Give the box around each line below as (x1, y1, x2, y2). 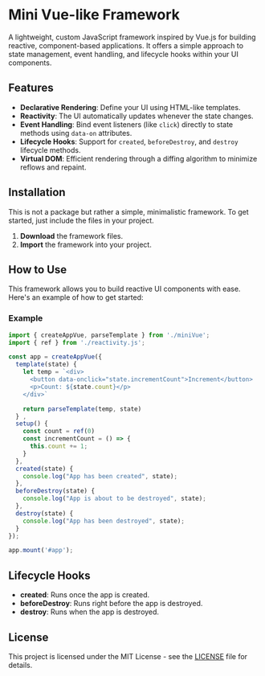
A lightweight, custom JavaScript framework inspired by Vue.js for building (8, 32, 256, 42)
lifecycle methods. (19, 145, 81, 154)
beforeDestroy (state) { (15, 487, 95, 495)
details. (8, 660, 33, 670)
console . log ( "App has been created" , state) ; (22, 472, 178, 480)
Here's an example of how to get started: (8, 293, 144, 302)
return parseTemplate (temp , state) (22, 404, 142, 413)
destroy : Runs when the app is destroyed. (19, 607, 159, 617)
